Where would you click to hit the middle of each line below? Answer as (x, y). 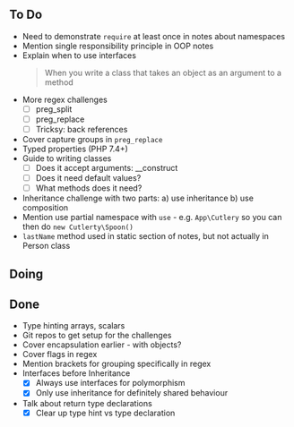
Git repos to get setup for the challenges (97, 336)
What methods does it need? (89, 188)
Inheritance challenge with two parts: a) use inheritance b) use (138, 198)
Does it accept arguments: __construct (107, 168)
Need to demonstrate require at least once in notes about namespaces (153, 36)
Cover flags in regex (60, 354)
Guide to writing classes (67, 158)
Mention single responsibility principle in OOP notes (118, 46)
